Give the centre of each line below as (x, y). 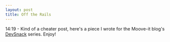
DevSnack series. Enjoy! (31, 34)
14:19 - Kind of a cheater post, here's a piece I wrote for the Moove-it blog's (85, 28)
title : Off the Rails (28, 14)
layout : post (19, 10)
